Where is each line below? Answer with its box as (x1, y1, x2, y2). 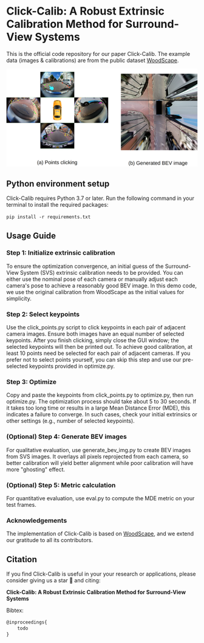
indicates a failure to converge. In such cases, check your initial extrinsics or (6, 411, 197, 418)
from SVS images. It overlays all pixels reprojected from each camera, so (6, 453, 189, 460)
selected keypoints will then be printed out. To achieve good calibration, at (6, 343, 192, 351)
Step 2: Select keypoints (6, 310, 80, 318)
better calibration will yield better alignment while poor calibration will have (6, 459, 194, 466)
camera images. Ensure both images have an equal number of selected (6, 330, 185, 338)
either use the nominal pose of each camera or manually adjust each (6, 275, 178, 283)
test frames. (6, 501, 36, 509)
